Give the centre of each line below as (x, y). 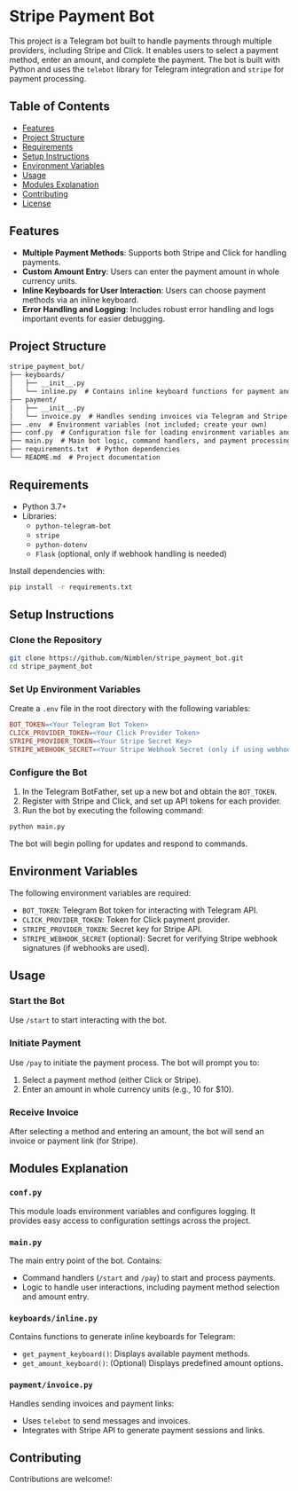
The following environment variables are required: (100, 892)
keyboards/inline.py (54, 1318)
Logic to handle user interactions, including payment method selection (151, 1287)
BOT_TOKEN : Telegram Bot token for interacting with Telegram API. (140, 910)
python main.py (37, 827)
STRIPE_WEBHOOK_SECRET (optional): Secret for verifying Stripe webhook (149, 938)
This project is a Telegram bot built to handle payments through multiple (141, 41)
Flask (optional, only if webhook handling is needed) (131, 553)
